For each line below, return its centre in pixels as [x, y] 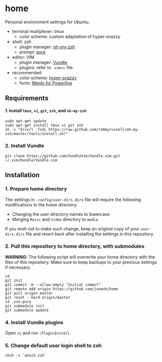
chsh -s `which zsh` [26, 356]
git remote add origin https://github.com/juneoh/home [62, 289]
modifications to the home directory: [41, 205]
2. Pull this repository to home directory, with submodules [75, 246]
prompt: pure [32, 52]
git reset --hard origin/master [38, 297]
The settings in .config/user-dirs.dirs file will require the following [73, 199]
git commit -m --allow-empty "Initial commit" [53, 285]
